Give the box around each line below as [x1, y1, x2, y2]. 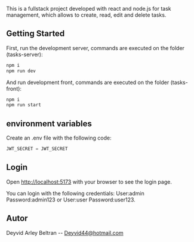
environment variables [6, 119, 93, 129]
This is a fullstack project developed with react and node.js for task [6, 5, 171, 12]
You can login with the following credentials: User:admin [6, 190, 144, 197]
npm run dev [6, 68, 36, 74]
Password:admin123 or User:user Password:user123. [6, 196, 136, 203]
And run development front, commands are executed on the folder [6, 79, 170, 86]
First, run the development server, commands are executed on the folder [6, 44, 185, 51]
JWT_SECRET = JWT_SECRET [6, 146, 68, 152]
